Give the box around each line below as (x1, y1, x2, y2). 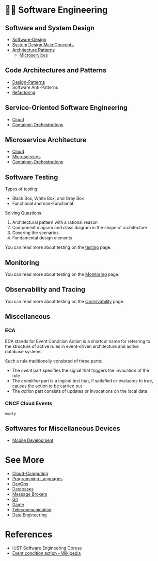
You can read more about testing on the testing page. (5, 244, 111, 250)
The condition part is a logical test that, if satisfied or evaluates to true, (12, 378, 154, 383)
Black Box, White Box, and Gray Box (12, 196, 84, 201)
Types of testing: (5, 186, 39, 192)
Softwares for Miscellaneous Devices (5, 424, 120, 433)
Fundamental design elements (12, 235, 73, 241)
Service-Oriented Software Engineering (5, 104, 127, 112)
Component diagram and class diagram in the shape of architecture (12, 225, 147, 231)
